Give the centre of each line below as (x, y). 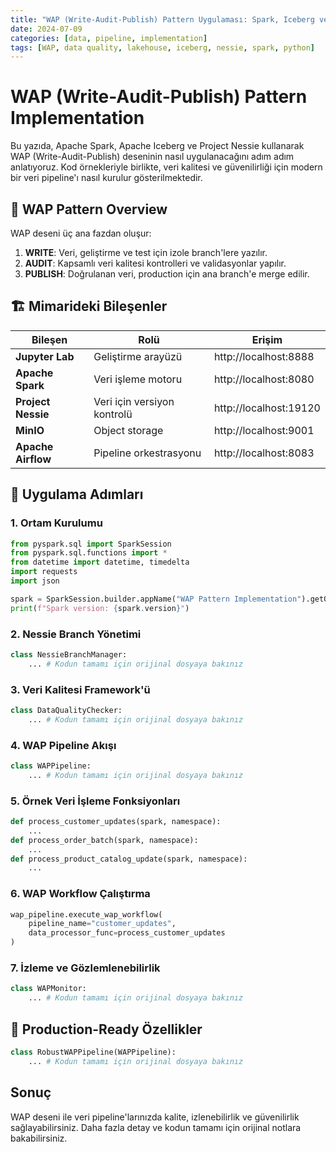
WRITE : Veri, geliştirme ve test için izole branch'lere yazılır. (146, 252)
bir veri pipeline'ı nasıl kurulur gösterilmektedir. (106, 178)
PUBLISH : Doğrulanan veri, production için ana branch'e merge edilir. (167, 274)
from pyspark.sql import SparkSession (91, 544)
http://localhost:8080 (264, 379)
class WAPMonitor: (48, 989)
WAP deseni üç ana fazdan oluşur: (81, 233)
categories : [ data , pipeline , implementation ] (109, 38)
